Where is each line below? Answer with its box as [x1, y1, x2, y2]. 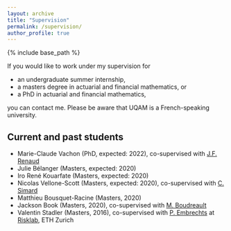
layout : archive [7, 10, 54, 17]
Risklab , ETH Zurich [17, 216, 74, 224]
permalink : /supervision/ [7, 23, 82, 30]
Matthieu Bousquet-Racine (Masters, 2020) [17, 194, 142, 202]
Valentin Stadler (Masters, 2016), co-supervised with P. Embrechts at [17, 209, 215, 217]
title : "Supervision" [7, 17, 70, 24]
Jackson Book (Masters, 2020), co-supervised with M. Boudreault [17, 201, 207, 209]
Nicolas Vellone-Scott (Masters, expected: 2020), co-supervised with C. [17, 179, 224, 187]
